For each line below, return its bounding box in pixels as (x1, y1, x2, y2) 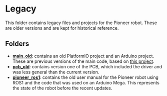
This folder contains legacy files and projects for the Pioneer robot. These (5, 20, 157, 26)
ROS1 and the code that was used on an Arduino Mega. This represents (12, 79, 160, 85)
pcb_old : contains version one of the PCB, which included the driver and (12, 63, 162, 69)
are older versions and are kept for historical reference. (5, 25, 119, 31)
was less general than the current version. (12, 69, 99, 75)
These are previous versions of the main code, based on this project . (12, 58, 154, 64)
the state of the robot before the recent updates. (12, 85, 112, 91)
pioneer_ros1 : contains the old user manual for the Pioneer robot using (12, 74, 159, 80)
